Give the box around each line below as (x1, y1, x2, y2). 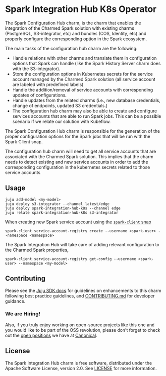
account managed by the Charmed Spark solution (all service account (12, 76, 156, 82)
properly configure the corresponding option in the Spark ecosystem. (5, 36, 147, 42)
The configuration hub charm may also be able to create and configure (12, 108, 157, 114)
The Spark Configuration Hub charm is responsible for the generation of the (5, 128, 160, 134)
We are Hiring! (5, 310, 41, 317)
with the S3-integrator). (12, 66, 60, 72)
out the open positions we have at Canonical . (5, 332, 98, 338)
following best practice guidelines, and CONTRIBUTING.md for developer (5, 292, 155, 299)
